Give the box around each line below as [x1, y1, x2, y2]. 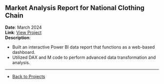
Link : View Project [5, 29, 42, 35]
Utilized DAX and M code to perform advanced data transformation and [12, 54, 156, 60]
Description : [5, 34, 31, 40]
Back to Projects [12, 73, 45, 79]
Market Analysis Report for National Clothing [5, 4, 145, 12]
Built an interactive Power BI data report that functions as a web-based [12, 44, 155, 50]
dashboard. [12, 49, 36, 55]
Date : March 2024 [5, 24, 42, 30]
